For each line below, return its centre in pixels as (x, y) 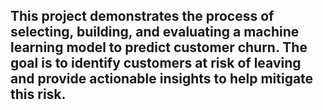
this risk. (38, 94)
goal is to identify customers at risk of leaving (156, 63)
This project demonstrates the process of (142, 16)
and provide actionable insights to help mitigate (162, 79)
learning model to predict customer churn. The (159, 47)
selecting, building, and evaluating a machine (155, 32)
